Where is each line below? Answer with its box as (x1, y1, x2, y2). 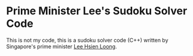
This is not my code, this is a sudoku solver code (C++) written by (6, 36, 169, 43)
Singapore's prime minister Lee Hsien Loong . (6, 43, 118, 50)
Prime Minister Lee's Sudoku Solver (6, 4, 188, 18)
